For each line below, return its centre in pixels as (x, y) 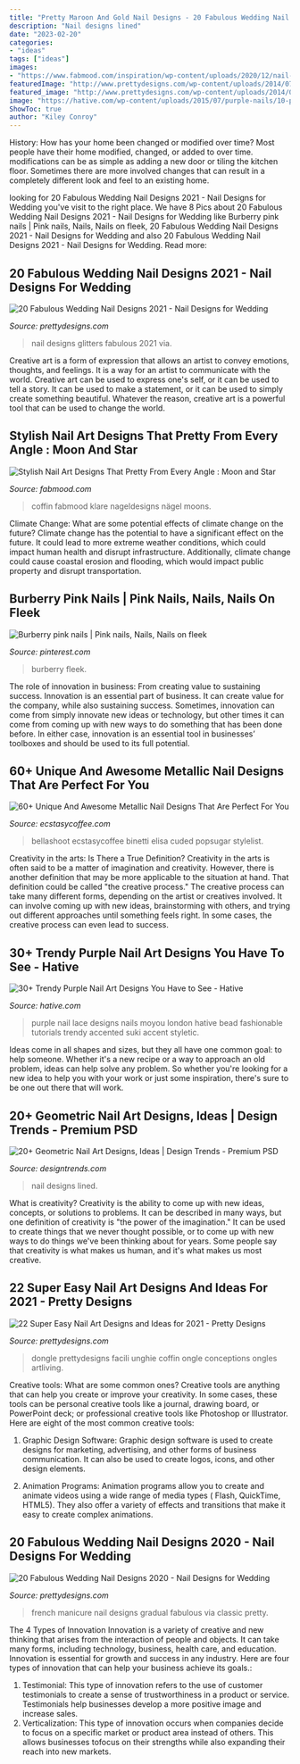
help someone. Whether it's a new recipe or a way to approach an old (137, 1060)
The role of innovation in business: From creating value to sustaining (135, 686)
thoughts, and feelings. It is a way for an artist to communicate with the (140, 370)
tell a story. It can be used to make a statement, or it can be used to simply (146, 388)
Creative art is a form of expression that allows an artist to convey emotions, (150, 360)
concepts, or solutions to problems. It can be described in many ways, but (146, 1212)
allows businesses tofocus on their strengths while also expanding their (154, 1742)
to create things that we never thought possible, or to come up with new (142, 1231)
